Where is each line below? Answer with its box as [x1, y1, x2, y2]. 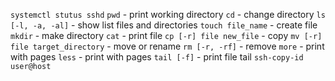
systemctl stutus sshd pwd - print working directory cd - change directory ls [10, 9, 326, 20]
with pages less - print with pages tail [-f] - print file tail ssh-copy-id [10, 51, 304, 63]
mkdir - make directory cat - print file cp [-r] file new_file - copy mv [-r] [10, 30, 323, 41]
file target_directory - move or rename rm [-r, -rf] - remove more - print [10, 40, 325, 52]
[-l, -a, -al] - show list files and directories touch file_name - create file [10, 19, 318, 31]
